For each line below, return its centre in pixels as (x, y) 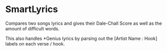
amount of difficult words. (32, 28)
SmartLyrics (32, 9)
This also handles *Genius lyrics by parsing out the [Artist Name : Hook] (81, 38)
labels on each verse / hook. (35, 43)
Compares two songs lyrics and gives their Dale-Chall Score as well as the (84, 23)
